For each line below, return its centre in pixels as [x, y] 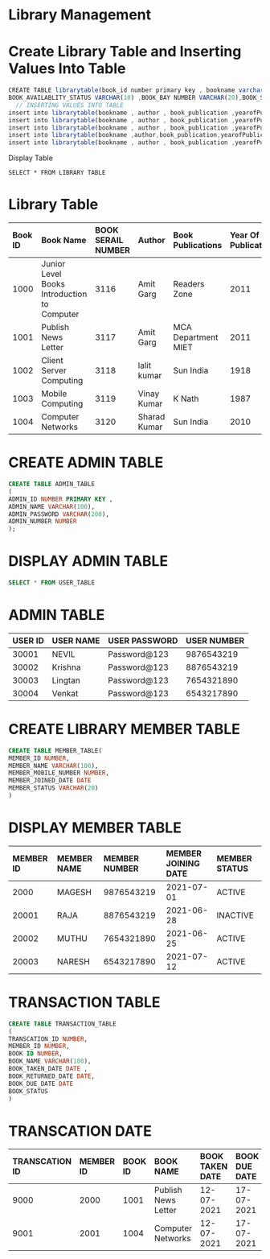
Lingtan [66, 680]
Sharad [151, 417]
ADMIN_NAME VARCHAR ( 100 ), [51, 506]
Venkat [65, 693]
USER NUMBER [215, 640]
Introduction [64, 294]
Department [196, 337]
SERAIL [109, 241]
